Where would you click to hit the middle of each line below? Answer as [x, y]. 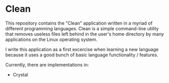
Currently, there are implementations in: [47, 65]
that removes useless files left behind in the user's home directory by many [85, 34]
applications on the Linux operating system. [51, 39]
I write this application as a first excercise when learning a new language [82, 49]
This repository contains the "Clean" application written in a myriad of [79, 23]
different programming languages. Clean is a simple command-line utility [82, 28]
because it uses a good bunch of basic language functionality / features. [82, 55]
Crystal [20, 74]
